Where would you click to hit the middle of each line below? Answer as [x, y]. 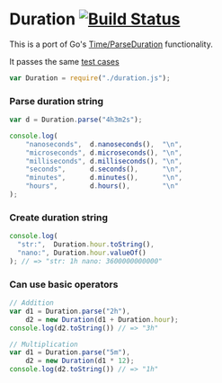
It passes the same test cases [64, 61]
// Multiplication [44, 344]
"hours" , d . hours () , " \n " [102, 186]
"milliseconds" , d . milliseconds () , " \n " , [104, 161]
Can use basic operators [64, 284]
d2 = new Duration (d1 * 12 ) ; [80, 361]
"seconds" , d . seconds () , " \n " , [104, 169]
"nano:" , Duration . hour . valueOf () [82, 253]
